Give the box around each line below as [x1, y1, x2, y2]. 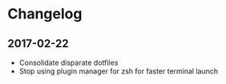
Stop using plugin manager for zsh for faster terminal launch [18, 66, 219, 76]
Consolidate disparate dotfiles [18, 58, 119, 67]
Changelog [7, 5, 83, 23]
